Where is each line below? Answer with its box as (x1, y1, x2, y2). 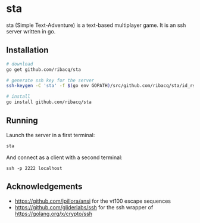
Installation (6, 45, 49, 55)
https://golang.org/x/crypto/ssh (14, 210, 93, 217)
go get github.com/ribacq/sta (6, 66, 82, 73)
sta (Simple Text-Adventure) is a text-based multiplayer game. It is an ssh (6, 21, 186, 29)
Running (6, 116, 39, 126)
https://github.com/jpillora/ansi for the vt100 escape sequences (14, 197, 171, 205)
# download (6, 61, 33, 67)
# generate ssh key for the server (6, 77, 95, 83)
